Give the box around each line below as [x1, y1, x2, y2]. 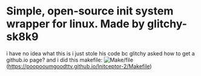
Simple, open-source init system [6, 4, 174, 18]
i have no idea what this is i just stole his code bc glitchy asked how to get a [6, 49, 195, 57]
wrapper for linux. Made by [6, 17, 145, 31]
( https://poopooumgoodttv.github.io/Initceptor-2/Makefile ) [6, 62, 153, 70]
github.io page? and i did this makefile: [6, 56, 103, 63]
